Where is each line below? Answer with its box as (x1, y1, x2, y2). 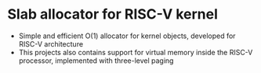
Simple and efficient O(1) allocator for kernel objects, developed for (18, 31, 236, 40)
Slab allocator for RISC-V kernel (7, 5, 219, 23)
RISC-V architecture (18, 39, 84, 48)
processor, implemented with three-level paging (18, 56, 174, 65)
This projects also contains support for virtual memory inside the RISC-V (18, 47, 253, 57)
